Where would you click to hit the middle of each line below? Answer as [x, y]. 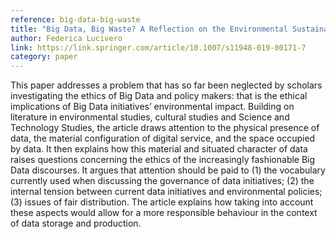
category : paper [44, 57]
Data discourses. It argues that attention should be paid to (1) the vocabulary [168, 170]
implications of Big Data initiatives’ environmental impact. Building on [152, 107]
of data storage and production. [76, 223]
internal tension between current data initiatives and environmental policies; [166, 192]
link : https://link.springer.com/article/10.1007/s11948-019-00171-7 [158, 47]
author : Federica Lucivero [66, 38]
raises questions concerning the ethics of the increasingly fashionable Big [163, 160]
